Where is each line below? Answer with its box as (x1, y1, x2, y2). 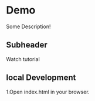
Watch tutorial (6, 55, 40, 62)
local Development (6, 73, 76, 83)
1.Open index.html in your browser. (6, 88, 90, 95)
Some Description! (6, 23, 51, 30)
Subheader (6, 40, 48, 50)
